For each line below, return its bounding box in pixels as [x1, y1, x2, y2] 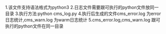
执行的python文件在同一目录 [5, 23, 63, 29]
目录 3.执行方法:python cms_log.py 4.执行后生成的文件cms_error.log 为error [5, 10, 161, 16]
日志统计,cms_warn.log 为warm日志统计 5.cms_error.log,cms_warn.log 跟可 [5, 17, 160, 22]
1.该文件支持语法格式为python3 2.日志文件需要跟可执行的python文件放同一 [5, 4, 159, 10]
